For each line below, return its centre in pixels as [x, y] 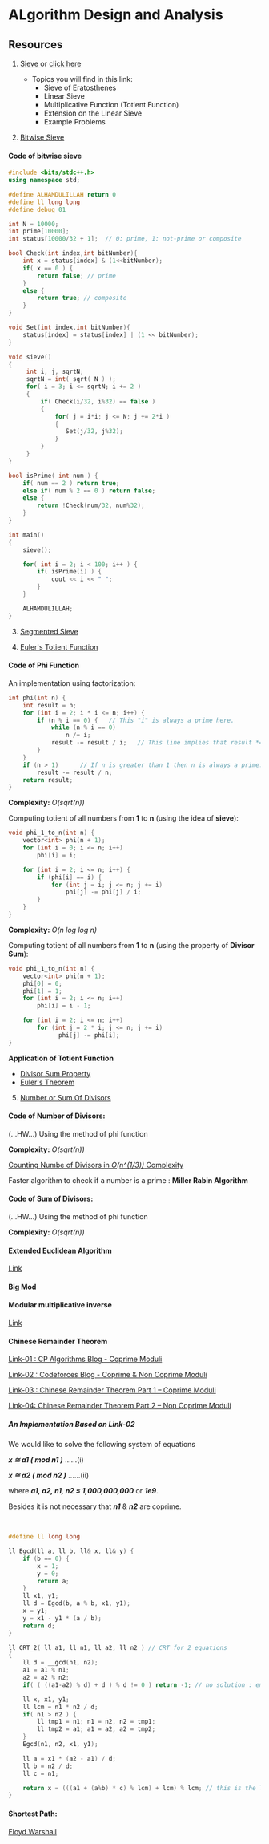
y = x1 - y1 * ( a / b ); [62, 1618]
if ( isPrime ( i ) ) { [70, 572]
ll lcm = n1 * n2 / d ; [60, 1707]
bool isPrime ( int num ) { [53, 476]
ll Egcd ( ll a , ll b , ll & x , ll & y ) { [71, 1551]
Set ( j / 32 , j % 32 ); [94, 432]
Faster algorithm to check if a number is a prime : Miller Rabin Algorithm [128, 1180]
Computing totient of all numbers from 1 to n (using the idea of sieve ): [123, 818]
